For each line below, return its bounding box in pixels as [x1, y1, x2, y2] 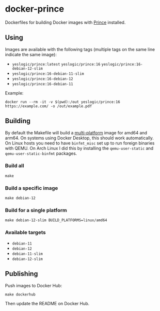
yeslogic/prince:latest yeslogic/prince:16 [12, 62, 101, 66]
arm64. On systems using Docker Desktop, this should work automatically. [5, 135, 154, 141]
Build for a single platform [5, 207, 67, 214]
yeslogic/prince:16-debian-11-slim [12, 71, 84, 76]
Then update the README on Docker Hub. [5, 300, 90, 306]
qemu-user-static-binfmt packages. [5, 150, 77, 156]
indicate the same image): [5, 51, 57, 57]
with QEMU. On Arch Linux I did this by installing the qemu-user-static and [5, 145, 154, 151]
